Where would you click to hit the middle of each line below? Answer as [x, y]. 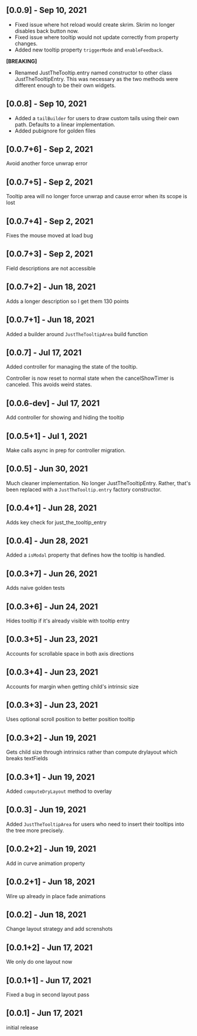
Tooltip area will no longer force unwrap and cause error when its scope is [97, 196]
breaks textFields [27, 759]
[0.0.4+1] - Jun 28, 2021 [51, 508]
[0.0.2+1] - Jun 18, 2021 [51, 882]
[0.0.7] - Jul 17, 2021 [44, 352]
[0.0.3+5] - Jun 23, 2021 [52, 639]
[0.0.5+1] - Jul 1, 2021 [47, 436]
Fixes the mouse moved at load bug [50, 235]
